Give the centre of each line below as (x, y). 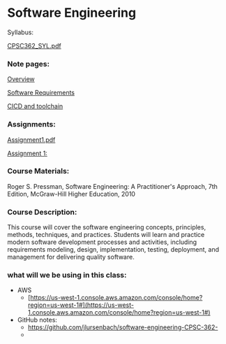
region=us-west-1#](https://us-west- (81, 305)
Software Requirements (41, 93)
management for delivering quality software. (71, 257)
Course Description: (42, 212)
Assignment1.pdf (31, 139)
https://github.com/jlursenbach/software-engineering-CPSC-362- (123, 327)
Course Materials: (38, 171)
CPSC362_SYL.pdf (34, 45)
